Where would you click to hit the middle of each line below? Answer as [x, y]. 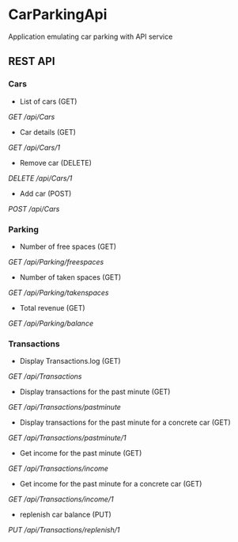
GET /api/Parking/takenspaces [59, 292]
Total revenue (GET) [52, 307]
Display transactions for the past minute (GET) [95, 392]
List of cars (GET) [48, 101]
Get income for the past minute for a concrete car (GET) [111, 484]
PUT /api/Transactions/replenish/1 [64, 530]
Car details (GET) [48, 132]
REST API [32, 61]
